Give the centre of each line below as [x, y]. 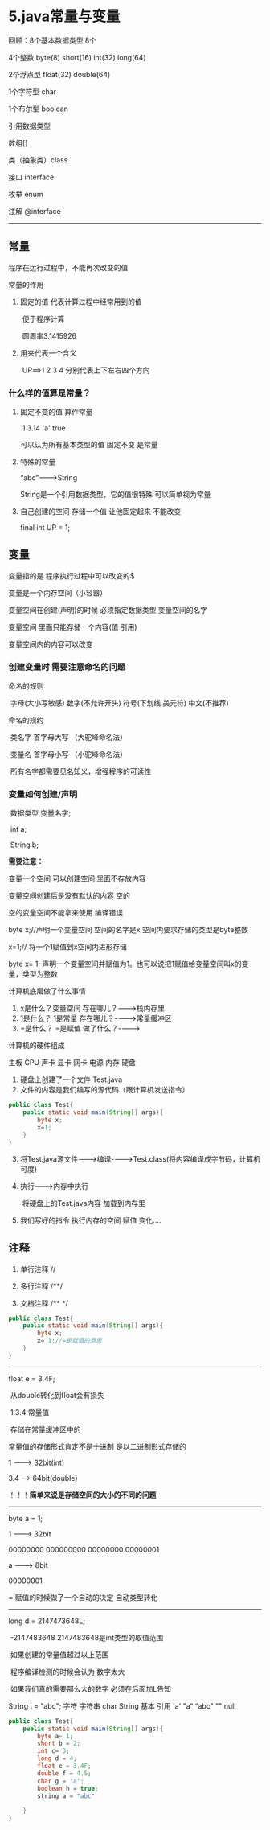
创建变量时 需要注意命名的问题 [67, 667]
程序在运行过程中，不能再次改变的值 [68, 267]
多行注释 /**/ [41, 1286]
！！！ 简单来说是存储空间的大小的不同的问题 [82, 1495]
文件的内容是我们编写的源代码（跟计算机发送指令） [104, 1090]
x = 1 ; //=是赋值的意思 [70, 1341]
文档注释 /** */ [44, 1303]
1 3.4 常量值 [30, 1412]
